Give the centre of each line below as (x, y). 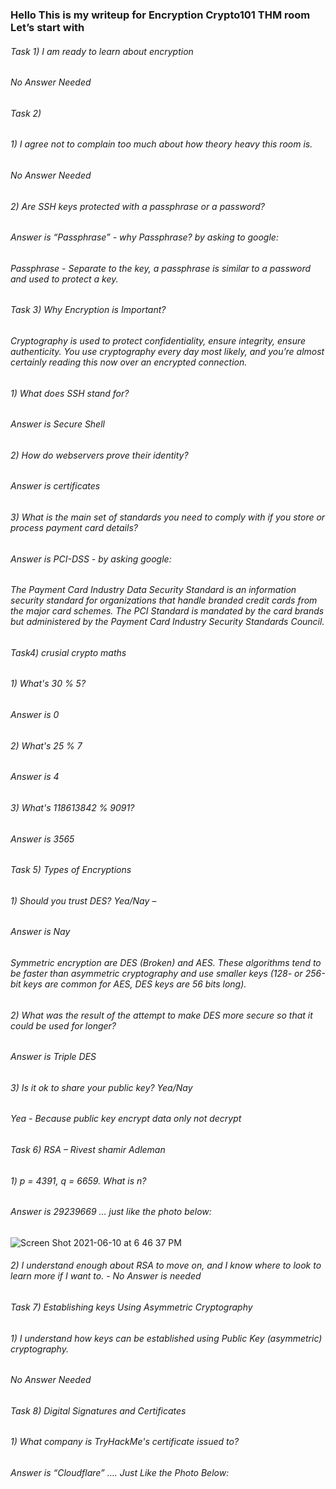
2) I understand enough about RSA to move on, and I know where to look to (166, 1265)
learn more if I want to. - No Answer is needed (106, 1276)
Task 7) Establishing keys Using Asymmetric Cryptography (131, 1307)
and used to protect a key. (64, 279)
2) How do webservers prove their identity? (99, 455)
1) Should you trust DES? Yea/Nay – (83, 900)
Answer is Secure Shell (57, 424)
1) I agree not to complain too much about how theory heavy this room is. (161, 144)
